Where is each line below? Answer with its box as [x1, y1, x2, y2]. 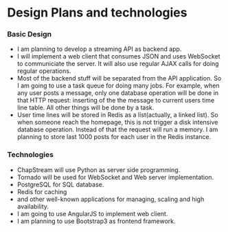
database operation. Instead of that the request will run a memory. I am [16, 125, 218, 134]
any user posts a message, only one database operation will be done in [16, 89, 219, 97]
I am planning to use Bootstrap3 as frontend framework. [16, 217, 176, 225]
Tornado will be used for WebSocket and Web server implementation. [16, 173, 214, 181]
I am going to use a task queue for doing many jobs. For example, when [16, 81, 220, 90]
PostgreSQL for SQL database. [16, 180, 104, 189]
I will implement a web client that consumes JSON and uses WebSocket [16, 52, 221, 61]
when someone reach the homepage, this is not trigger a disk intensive [16, 118, 218, 127]
